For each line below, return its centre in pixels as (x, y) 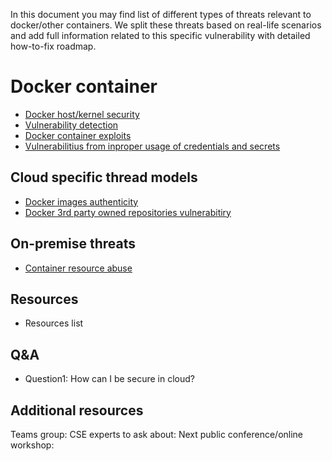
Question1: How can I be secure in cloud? (109, 379)
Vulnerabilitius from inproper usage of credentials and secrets (152, 146)
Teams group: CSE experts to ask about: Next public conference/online (157, 434)
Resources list (54, 323)
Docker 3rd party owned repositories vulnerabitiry (128, 212)
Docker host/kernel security (82, 114)
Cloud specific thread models (104, 177)
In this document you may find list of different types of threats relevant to (161, 14)
